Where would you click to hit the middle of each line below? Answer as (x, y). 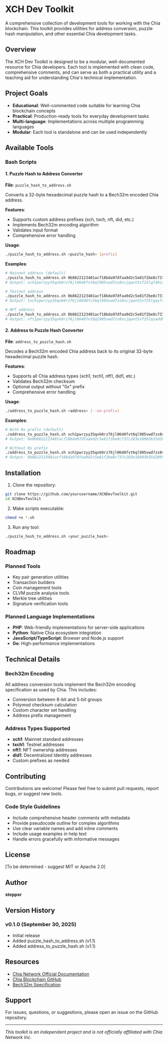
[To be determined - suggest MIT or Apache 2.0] (55, 867)
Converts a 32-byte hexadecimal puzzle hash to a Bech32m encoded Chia (82, 195)
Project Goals (27, 93)
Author (16, 882)
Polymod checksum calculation (45, 705)
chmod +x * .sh (20, 517)
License (18, 854)
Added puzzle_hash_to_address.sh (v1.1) (54, 941)
